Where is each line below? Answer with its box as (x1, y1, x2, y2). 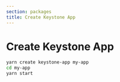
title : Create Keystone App (6, 14, 76, 20)
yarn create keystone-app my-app (6, 59, 89, 65)
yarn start (6, 71, 33, 77)
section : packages (6, 8, 52, 15)
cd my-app (6, 65, 31, 71)
